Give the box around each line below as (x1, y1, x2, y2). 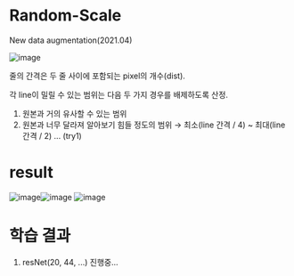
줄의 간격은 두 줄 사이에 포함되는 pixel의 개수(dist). (9, 70, 185, 81)
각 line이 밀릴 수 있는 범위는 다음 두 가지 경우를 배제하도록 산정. (9, 89, 229, 100)
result (9, 162, 53, 183)
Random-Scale (9, 5, 122, 26)
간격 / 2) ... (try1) (21, 130, 82, 141)
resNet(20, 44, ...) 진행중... (21, 256, 118, 267)
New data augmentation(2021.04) (9, 35, 133, 45)
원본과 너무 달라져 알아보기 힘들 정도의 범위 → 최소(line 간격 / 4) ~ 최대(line (21, 119, 286, 130)
